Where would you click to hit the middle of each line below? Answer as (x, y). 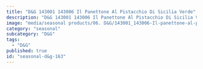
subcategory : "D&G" (31, 34)
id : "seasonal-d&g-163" (36, 56)
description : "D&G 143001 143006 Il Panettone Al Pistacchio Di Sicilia (100, 17)
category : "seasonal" (34, 28)
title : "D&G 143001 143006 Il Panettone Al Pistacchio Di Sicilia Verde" (101, 12)
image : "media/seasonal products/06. (54, 23)
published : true (27, 51)
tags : (13, 40)
